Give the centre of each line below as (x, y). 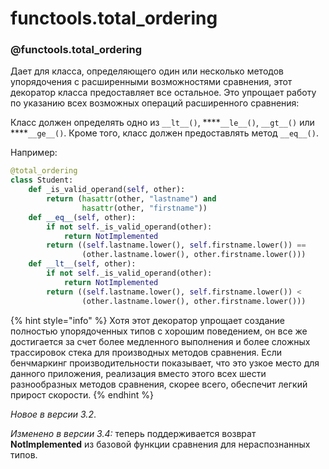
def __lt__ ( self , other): (82, 264)
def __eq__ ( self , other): (82, 217)
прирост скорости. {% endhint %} (82, 394)
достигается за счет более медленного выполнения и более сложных (160, 341)
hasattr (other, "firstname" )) (144, 208)
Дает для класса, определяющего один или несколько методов (147, 71)
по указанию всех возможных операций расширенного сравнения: (155, 103)
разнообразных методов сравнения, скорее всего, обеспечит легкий (159, 384)
